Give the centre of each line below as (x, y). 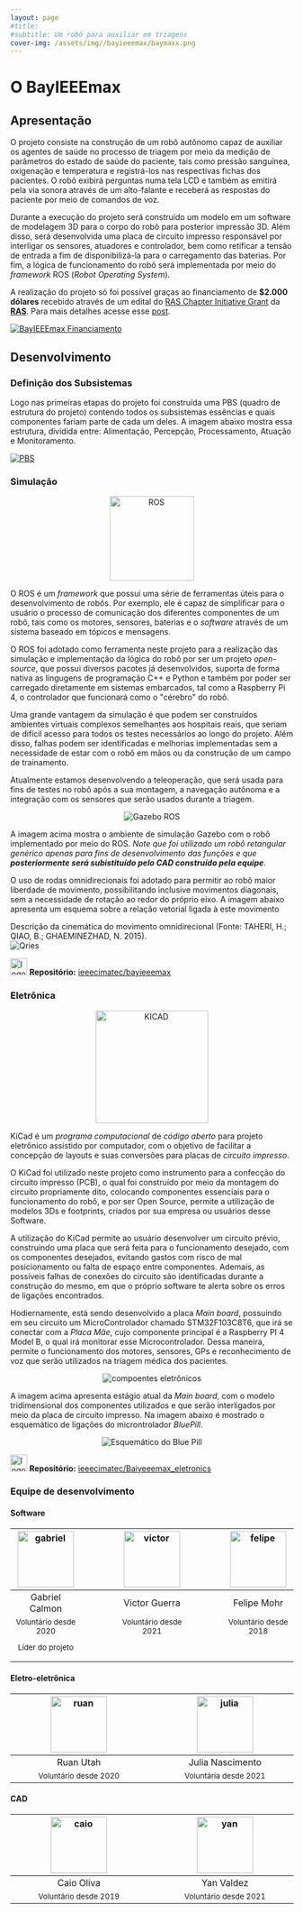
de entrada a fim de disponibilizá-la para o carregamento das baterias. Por (148, 256)
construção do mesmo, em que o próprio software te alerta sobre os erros (148, 1286)
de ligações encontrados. (57, 1295)
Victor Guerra (152, 1603)
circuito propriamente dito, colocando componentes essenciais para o (140, 1192)
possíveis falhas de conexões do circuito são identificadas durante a (137, 1276)
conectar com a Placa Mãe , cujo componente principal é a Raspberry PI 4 (147, 1332)
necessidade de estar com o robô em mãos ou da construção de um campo (151, 753)
